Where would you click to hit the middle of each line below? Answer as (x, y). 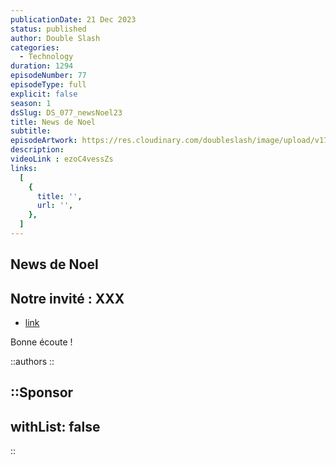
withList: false (55, 426)
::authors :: (32, 362)
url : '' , (55, 206)
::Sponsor (42, 392)
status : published (48, 29)
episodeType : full (48, 85)
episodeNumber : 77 (48, 76)
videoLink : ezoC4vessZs (62, 159)
